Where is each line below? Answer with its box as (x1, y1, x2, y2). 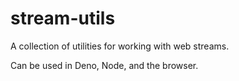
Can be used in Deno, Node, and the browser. (10, 59, 199, 71)
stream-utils (10, 7, 116, 30)
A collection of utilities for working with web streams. (10, 40, 230, 52)
